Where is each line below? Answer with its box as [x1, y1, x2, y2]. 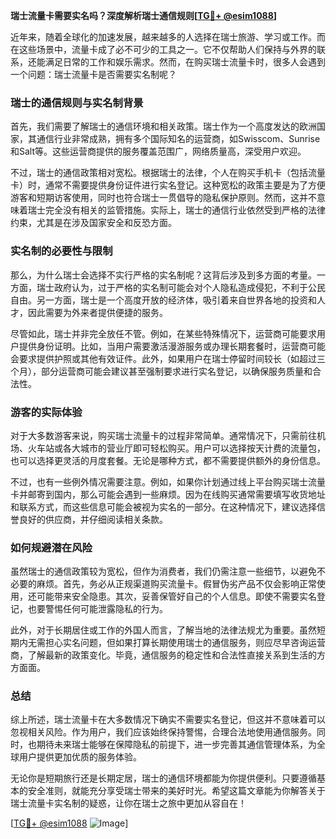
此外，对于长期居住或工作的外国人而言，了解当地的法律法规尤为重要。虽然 [10, 624, 317, 636]
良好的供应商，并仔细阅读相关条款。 [18, 513, 168, 525]
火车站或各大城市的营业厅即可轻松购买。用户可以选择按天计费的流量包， [27, 442, 326, 454]
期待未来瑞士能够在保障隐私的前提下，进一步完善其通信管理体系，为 [36, 739, 317, 751]
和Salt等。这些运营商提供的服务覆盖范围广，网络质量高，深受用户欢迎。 [10, 145, 307, 158]
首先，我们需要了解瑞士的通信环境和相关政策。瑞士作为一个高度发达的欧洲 [10, 120, 317, 133]
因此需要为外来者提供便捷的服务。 [27, 306, 168, 318]
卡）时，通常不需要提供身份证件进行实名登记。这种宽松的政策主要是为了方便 [10, 179, 326, 191]
